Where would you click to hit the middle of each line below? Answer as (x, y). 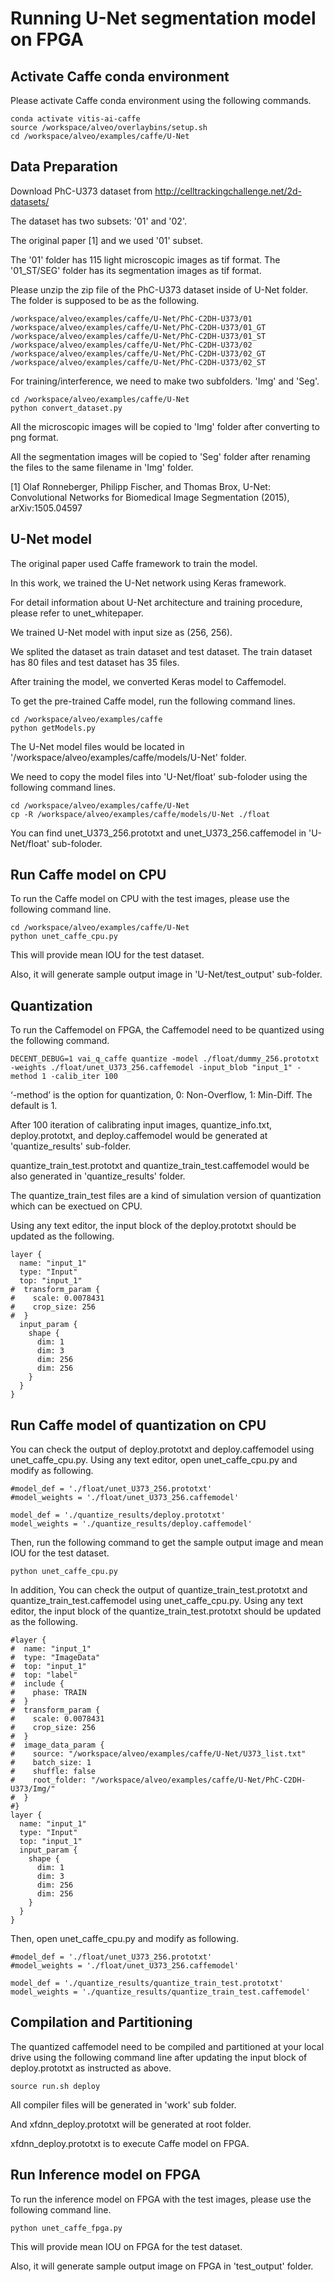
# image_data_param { (57, 1745)
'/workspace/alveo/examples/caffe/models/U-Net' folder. (128, 757)
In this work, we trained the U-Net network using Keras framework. (148, 583)
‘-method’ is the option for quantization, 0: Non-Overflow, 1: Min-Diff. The (161, 1095)
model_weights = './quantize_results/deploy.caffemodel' (131, 1524)
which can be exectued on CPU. (76, 1206)
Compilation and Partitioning (101, 2022)
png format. (34, 437)
